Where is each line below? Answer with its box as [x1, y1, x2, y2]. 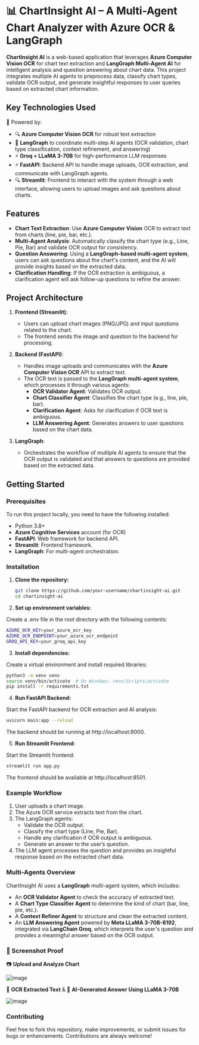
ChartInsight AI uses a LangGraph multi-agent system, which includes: [6, 882, 181, 889]
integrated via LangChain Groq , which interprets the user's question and [14, 925, 194, 933]
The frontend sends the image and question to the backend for [23, 333, 178, 340]
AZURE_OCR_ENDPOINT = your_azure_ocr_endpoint [6, 633, 119, 639]
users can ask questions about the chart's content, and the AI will [14, 256, 176, 263]
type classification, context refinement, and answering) [14, 145, 151, 153]
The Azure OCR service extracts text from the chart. [14, 809, 143, 816]
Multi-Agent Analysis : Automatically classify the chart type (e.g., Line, [14, 237, 189, 245]
